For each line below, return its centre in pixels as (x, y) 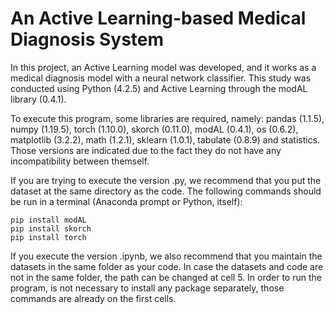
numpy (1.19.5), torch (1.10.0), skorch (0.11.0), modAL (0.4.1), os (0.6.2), (154, 129)
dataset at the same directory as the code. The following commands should (166, 191)
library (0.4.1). (38, 99)
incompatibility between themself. (80, 161)
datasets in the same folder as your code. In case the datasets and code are (167, 266)
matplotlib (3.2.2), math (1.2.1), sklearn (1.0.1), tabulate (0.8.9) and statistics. (165, 139)
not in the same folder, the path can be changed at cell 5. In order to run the (166, 277)
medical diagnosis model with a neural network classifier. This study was (161, 78)
